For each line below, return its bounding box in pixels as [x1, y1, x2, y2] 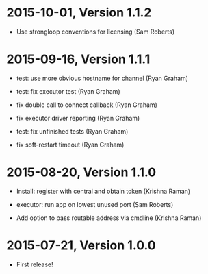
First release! [16, 260, 53, 269]
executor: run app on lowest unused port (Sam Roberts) [16, 200, 174, 208]
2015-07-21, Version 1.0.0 [6, 238, 156, 253]
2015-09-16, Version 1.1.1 [6, 51, 151, 67]
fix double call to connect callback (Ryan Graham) [16, 101, 158, 109]
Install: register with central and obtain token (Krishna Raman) [16, 187, 191, 195]
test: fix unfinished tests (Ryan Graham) [16, 127, 129, 135]
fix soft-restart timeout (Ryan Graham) [16, 140, 125, 149]
